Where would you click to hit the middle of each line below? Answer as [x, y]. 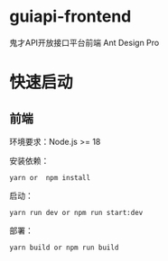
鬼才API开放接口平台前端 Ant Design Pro [84, 42]
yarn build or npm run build [64, 247]
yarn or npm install [50, 177]
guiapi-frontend [70, 17]
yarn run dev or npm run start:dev [76, 212]
